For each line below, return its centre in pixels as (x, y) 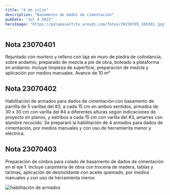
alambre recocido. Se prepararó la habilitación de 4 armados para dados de (84, 123)
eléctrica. (15, 133)
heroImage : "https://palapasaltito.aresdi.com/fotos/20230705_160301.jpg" (86, 24)
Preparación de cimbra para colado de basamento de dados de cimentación (84, 161)
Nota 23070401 (30, 44)
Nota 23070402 (31, 89)
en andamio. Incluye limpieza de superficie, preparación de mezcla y (77, 68)
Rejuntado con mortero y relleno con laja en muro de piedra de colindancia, (84, 57)
